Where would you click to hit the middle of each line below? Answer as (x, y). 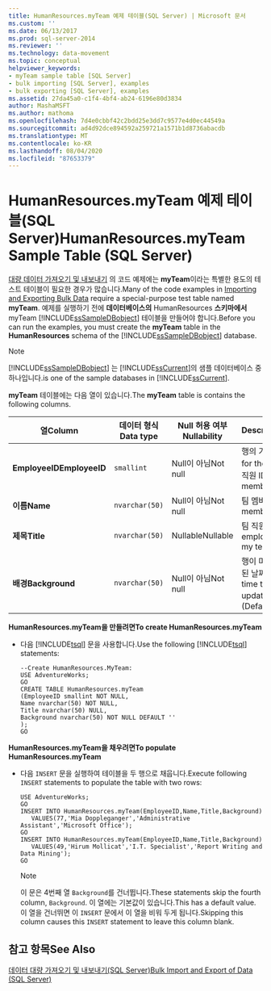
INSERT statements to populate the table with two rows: (111, 783)
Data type (139, 437)
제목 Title (29, 536)
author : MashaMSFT (39, 106)
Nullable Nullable (202, 536)
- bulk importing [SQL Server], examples (79, 83)
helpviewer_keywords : (45, 69)
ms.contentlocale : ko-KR (50, 143)
